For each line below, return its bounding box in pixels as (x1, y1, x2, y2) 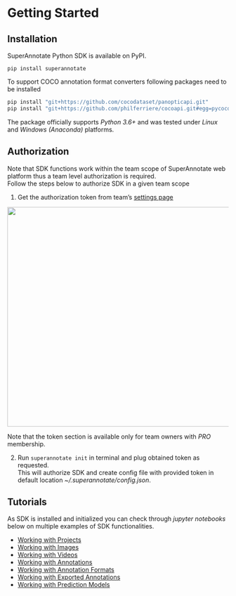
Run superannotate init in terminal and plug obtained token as (17, 453, 200, 462)
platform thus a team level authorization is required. (7, 171, 157, 180)
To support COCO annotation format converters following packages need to (7, 77, 227, 86)
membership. (7, 439, 46, 448)
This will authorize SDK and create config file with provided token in (17, 468, 214, 477)
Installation (7, 33, 58, 45)
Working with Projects (17, 536, 82, 544)
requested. (17, 460, 49, 469)
